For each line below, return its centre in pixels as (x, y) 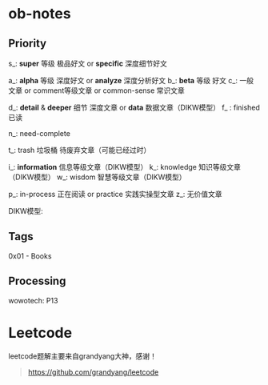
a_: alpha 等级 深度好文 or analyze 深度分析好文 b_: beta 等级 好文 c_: (123, 80)
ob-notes (40, 14)
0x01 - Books (30, 256)
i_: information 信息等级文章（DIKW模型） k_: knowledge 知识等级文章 (125, 167)
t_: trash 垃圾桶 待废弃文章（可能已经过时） (80, 150)
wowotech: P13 (33, 300)
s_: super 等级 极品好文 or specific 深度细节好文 (88, 63)
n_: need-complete (39, 133)
